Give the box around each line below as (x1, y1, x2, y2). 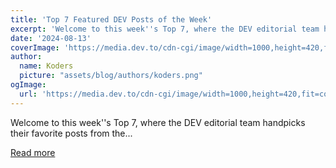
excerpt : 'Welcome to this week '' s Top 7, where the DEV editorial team (10, 24, 320, 34)
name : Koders (19, 61, 74, 71)
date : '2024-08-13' (10, 33, 92, 43)
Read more (10, 146, 56, 158)
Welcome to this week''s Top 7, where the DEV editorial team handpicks (10, 116, 306, 128)
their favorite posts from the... (10, 127, 133, 139)
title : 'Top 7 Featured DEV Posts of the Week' (10, 14, 213, 25)
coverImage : (10, 42, 60, 53)
